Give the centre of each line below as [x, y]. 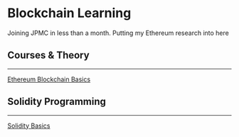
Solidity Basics [29, 126]
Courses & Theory [49, 55]
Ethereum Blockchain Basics [49, 79]
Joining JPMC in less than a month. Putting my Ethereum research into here [118, 33]
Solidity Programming [57, 102]
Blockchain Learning [69, 13]
